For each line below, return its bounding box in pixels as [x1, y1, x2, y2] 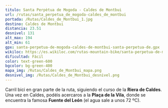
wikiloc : [5, 49, 23, 54]
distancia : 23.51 [5, 26, 41, 31]
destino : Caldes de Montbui [5, 21, 64, 27]
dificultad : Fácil [5, 54, 43, 59]
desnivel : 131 [5, 31, 35, 36]
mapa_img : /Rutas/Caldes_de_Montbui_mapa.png [5, 68, 101, 73]
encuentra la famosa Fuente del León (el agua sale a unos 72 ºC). [5, 97, 141, 103]
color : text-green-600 [5, 59, 52, 64]
